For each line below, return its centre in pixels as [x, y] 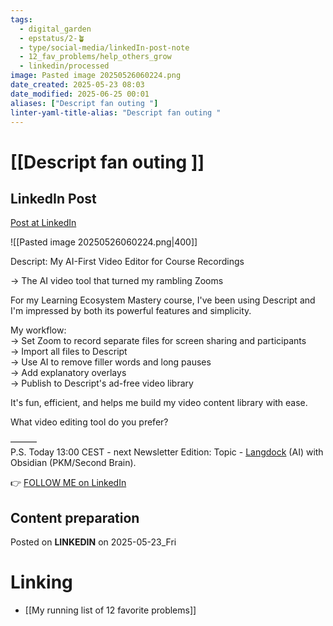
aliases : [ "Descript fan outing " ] [84, 103]
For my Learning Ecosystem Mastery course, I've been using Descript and [163, 300]
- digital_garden [55, 29]
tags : [21, 19]
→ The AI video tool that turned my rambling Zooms [117, 281]
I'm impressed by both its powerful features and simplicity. [131, 311]
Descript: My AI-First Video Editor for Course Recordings [127, 262]
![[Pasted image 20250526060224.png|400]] [104, 242]
